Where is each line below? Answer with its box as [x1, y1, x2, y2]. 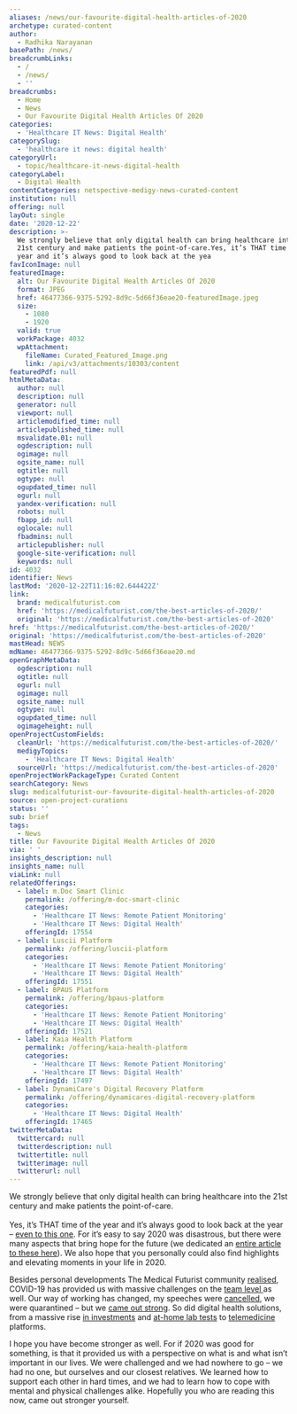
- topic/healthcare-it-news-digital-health [17, 161, 179, 170]
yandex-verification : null [17, 499, 117, 508]
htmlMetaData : [9, 376, 62, 385]
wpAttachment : [17, 342, 69, 351]
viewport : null [17, 409, 73, 418]
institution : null [9, 194, 77, 204]
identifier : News [9, 574, 73, 582]
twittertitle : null [17, 1150, 89, 1160]
